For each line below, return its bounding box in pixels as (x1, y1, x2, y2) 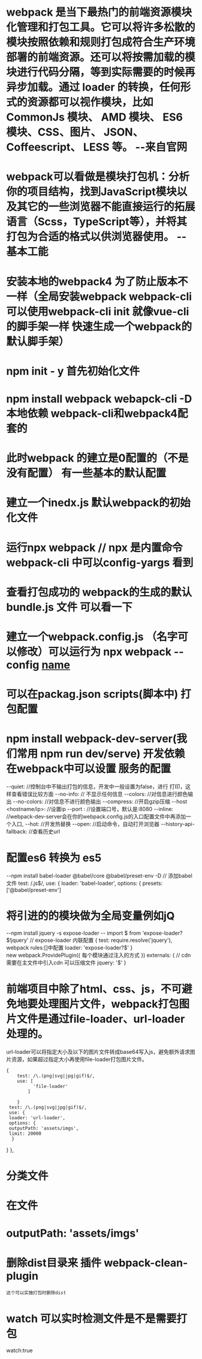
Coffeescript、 (6, 140, 81, 154)
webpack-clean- (104, 1256, 188, 1270)
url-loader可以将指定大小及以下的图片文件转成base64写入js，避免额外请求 (6, 1048, 191, 1055)
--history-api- (161, 821, 195, 827)
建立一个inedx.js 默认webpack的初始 (6, 496, 191, 510)
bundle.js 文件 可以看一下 (6, 600, 133, 614)
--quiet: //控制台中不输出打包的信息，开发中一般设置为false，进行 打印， (6, 783, 186, 790)
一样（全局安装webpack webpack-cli (6, 290, 192, 303)
